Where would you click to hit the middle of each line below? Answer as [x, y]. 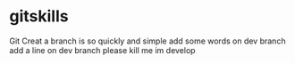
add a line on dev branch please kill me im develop [102, 50]
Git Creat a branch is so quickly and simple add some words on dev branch [147, 41]
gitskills [39, 16]
